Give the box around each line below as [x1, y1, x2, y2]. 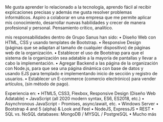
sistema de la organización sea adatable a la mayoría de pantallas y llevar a [5, 55, 157, 61]
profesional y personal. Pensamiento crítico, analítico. [5, 25, 114, 31]
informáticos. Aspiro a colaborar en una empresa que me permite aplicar [5, 15, 152, 20]
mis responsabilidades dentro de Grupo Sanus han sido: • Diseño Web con [5, 34, 156, 40]
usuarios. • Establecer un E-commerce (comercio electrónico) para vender [5, 76, 156, 81]
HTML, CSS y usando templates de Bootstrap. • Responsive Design [5, 40, 141, 45]
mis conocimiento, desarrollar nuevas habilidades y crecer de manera [5, 20, 146, 25]
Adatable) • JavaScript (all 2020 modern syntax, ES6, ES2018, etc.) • [5, 96, 144, 102]
